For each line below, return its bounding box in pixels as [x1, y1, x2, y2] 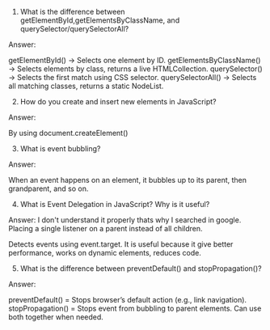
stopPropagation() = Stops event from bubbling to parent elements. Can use [8, 303, 262, 313]
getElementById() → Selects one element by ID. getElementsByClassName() [8, 56, 261, 65]
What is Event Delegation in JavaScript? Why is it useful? [19, 200, 210, 209]
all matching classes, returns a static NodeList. [8, 81, 164, 91]
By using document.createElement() [8, 129, 129, 137]
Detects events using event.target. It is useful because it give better [8, 239, 234, 249]
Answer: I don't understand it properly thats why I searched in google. [8, 215, 242, 225]
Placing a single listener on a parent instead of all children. [8, 224, 204, 233]
